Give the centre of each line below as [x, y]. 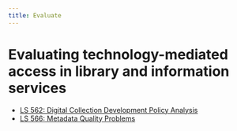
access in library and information [119, 71]
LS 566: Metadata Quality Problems [77, 118]
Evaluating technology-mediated [118, 54]
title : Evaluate [35, 15]
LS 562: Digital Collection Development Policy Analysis [109, 110]
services [38, 88]
